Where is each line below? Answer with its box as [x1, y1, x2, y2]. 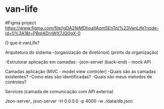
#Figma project [5, 20, 36, 26]
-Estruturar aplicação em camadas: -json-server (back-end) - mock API [5, 59, 151, 65]
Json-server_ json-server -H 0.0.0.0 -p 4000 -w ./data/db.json [5, 98, 133, 104]
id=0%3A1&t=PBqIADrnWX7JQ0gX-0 [5, 30, 81, 36]
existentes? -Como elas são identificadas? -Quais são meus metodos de [5, 73, 152, 79]
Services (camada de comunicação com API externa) [5, 88, 114, 94]
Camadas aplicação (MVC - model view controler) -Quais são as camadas [5, 68, 156, 74]
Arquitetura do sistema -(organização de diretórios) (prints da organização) [5, 49, 159, 55]
